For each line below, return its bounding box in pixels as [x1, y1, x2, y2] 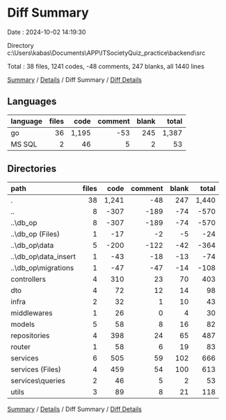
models [10, 319, 35, 329]
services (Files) [10, 364, 61, 374]
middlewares [10, 308, 54, 317]
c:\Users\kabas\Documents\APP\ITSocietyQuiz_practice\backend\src [7, 49, 206, 57]
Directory [7, 41, 34, 49]
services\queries [10, 376, 66, 385]
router [10, 342, 31, 351]
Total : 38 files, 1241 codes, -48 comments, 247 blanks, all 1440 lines [7, 62, 205, 70]
